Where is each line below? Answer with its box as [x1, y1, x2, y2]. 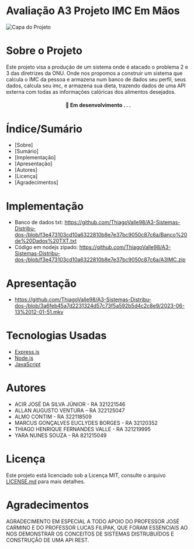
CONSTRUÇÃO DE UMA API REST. [6, 537, 89, 544]
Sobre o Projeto [6, 44, 83, 57]
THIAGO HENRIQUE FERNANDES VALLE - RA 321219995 [14, 426, 151, 433]
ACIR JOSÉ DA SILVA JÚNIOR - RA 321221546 [14, 401, 126, 408]
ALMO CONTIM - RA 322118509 [14, 413, 92, 420]
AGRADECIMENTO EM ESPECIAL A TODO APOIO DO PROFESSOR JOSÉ [6, 518, 180, 525]
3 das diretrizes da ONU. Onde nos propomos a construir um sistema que [6, 69, 183, 77]
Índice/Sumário [6, 122, 83, 135]
